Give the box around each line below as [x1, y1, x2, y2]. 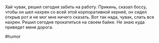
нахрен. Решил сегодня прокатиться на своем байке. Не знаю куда [5, 19, 145, 25]
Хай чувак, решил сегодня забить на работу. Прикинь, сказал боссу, [5, 4, 147, 10]
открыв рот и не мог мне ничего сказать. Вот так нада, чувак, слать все [5, 14, 155, 20]
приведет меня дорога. [5, 24, 53, 30]
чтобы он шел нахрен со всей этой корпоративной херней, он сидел [5, 9, 147, 15]
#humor [5, 33, 21, 39]
